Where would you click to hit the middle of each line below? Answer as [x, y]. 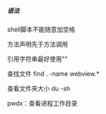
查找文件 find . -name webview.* [53, 74]
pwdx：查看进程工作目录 [42, 103]
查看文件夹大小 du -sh [39, 88]
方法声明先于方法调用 [37, 44]
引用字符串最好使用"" [37, 58]
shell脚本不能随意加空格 [41, 29]
